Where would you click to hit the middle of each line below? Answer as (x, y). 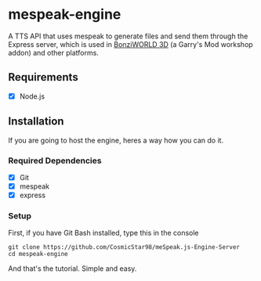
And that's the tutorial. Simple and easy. (72, 268)
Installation (36, 122)
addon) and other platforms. (54, 52)
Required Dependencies (55, 160)
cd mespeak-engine (38, 254)
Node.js (32, 96)
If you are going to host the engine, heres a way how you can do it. (116, 140)
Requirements (43, 77)
